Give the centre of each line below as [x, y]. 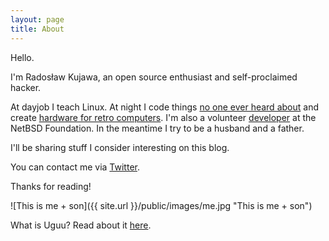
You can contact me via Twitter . [75, 167]
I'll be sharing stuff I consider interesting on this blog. [120, 147]
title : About [37, 29]
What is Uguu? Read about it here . [81, 225]
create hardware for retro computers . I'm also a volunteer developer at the [163, 117]
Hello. [22, 57]
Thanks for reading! [51, 186]
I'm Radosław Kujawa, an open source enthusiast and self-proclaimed [154, 77]
